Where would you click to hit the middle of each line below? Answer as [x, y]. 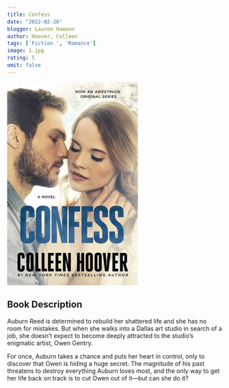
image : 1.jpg [26, 51]
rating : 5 [21, 58]
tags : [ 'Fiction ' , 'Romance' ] [52, 44]
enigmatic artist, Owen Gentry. [50, 343]
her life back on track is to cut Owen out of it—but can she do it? [98, 378]
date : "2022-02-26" [35, 22]
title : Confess [29, 14]
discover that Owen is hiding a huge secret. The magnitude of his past [106, 363]
